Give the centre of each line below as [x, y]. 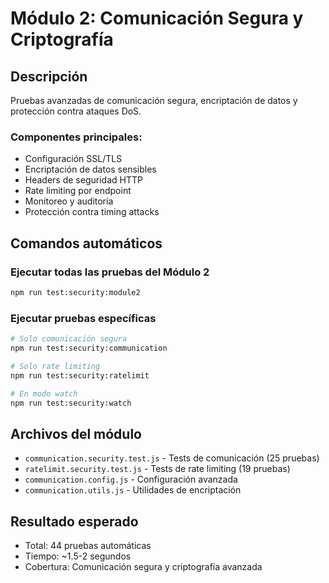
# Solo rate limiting [55, 366]
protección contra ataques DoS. [76, 111]
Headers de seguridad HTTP [83, 180]
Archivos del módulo [76, 433]
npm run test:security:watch [71, 403]
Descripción [49, 76]
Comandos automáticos [86, 243]
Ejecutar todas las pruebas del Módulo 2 [110, 272]
